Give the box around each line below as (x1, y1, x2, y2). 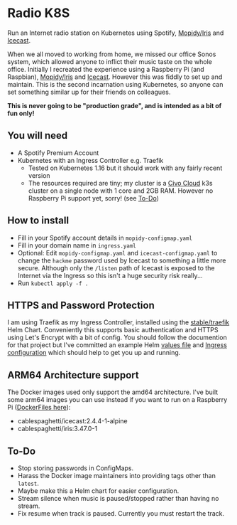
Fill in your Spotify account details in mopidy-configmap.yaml (17, 233, 193, 242)
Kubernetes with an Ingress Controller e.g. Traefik (17, 156, 164, 164)
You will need (7, 129, 68, 142)
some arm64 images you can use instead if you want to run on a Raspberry (7, 396, 228, 404)
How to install (7, 215, 70, 227)
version (28, 171, 51, 179)
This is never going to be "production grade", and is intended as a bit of (7, 101, 222, 110)
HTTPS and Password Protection (7, 299, 155, 311)
